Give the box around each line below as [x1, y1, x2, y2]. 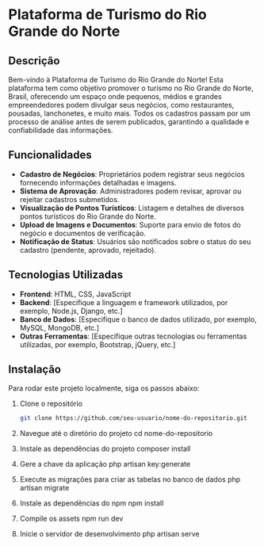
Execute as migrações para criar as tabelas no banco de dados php [19, 475, 241, 484]
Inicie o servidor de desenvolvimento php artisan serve [19, 529, 200, 539]
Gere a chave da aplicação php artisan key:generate [19, 460, 191, 469]
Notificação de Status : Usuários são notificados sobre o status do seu [19, 236, 251, 246]
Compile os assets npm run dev [19, 514, 124, 524]
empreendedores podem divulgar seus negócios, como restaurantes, [8, 101, 235, 109]
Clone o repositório [19, 399, 83, 409]
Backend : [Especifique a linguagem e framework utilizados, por [19, 297, 228, 307]
